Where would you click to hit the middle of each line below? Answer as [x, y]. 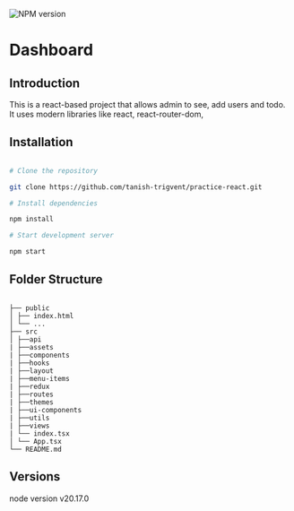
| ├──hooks [30, 363]
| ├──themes [31, 402]
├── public [30, 308]
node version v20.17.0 [49, 498]
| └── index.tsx [39, 433]
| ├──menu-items [39, 378]
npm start [28, 252]
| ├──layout [31, 371]
